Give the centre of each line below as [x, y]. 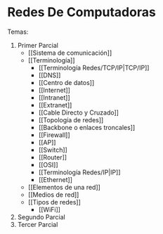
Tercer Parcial [38, 224]
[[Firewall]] [54, 135]
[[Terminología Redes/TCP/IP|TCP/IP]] [94, 67]
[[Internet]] [54, 90]
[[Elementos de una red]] [64, 187]
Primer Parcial [38, 45]
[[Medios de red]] [53, 195]
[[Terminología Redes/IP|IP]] [79, 172]
